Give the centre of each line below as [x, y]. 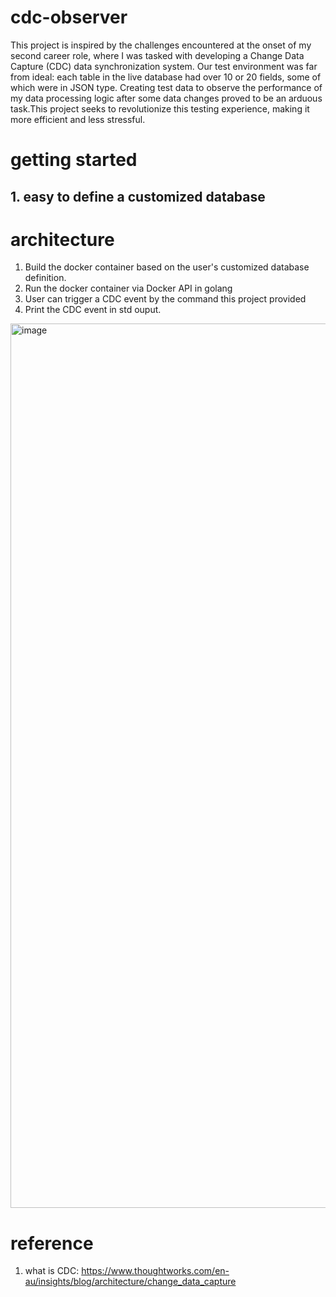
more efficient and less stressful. [78, 119]
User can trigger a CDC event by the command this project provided [165, 299]
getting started [74, 160]
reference [52, 1243]
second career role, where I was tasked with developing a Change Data [157, 55]
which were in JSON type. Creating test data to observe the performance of [166, 87]
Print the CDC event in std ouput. [93, 310]
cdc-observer [69, 17]
